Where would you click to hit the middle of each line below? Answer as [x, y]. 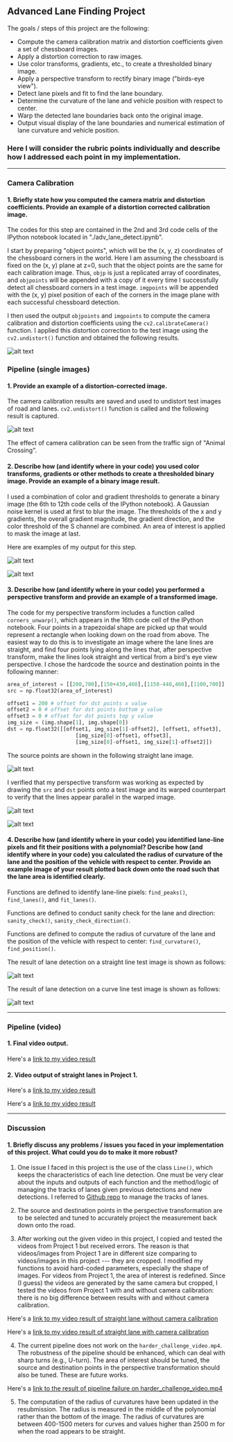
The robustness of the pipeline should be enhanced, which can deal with [121, 1353]
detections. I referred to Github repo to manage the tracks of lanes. [113, 1197]
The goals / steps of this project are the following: [78, 28]
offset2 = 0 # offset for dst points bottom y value [85, 710]
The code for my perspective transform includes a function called [101, 612]
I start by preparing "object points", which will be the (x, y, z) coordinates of [115, 251]
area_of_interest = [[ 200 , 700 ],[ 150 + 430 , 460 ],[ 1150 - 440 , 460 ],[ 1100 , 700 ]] [116, 684]
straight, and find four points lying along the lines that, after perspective [110, 649]
